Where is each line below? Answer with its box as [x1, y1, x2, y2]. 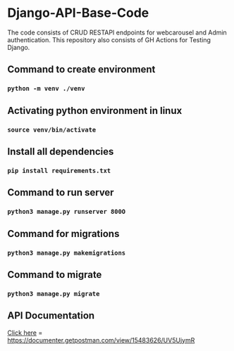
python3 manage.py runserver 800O [7, 208, 125, 216]
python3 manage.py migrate [7, 290, 100, 298]
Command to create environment [7, 63, 156, 75]
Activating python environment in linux [7, 104, 183, 117]
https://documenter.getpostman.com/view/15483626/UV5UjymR [7, 336, 195, 344]
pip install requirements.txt [7, 167, 111, 174]
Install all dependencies [7, 146, 114, 158]
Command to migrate [7, 269, 102, 281]
